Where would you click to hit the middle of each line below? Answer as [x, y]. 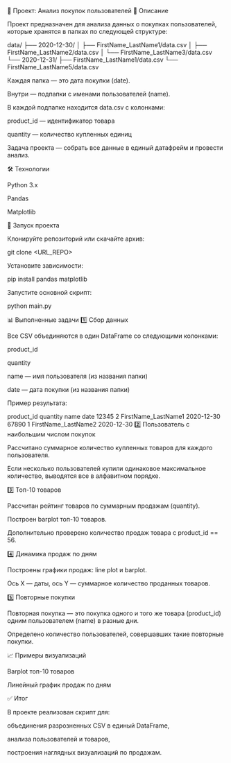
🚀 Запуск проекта [34, 225]
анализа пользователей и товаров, [59, 739]
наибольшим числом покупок [51, 434]
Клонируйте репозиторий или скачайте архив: [76, 239]
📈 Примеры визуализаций [47, 655]
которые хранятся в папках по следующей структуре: [87, 32]
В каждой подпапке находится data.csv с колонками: [86, 107]
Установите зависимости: [45, 266]
